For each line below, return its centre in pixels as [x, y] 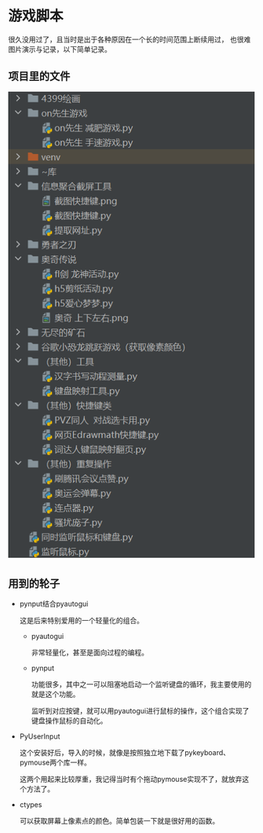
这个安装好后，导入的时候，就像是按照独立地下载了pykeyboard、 [124, 752]
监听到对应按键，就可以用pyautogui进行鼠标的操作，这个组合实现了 [140, 711]
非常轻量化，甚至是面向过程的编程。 [90, 652]
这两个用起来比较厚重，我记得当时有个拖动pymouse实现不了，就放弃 [131, 779]
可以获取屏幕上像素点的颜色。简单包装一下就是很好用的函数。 [119, 821]
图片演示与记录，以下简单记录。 [60, 49]
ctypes [31, 805]
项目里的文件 [39, 77]
